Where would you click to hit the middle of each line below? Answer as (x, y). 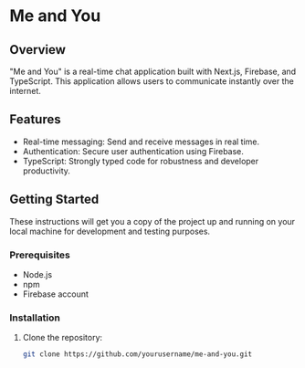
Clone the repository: (63, 338)
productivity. (47, 171)
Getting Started (54, 200)
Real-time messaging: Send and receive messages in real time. (141, 142)
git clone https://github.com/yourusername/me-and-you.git (137, 354)
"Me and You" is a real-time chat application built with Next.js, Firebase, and (153, 71)
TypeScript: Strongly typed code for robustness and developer (141, 161)
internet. (25, 91)
